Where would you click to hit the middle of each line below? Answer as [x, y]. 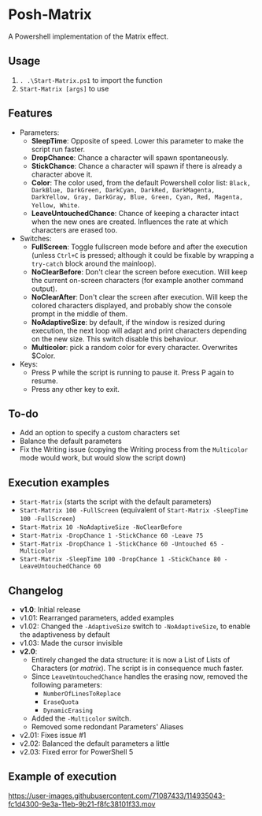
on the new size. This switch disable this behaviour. [114, 339]
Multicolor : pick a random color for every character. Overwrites [135, 347]
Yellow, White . [55, 205]
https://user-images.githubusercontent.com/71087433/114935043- [117, 796]
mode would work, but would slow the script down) [103, 458]
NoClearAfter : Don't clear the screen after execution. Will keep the [139, 296]
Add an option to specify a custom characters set [100, 433]
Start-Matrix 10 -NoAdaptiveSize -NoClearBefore [101, 527]
